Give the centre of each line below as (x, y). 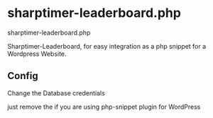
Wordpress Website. (37, 54)
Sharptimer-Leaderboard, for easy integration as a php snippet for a (107, 46)
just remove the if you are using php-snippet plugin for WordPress (104, 107)
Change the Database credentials (56, 93)
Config (23, 76)
